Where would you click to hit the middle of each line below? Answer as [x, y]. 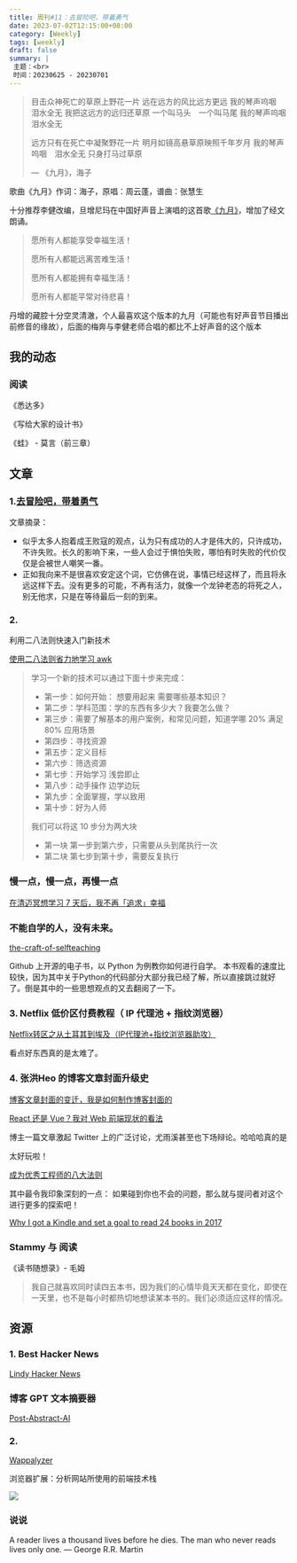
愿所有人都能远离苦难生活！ [82, 259]
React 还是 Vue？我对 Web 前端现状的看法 [86, 1118]
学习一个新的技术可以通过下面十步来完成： [109, 678]
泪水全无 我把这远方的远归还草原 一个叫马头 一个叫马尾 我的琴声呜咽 [158, 113]
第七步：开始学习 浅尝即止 [92, 774]
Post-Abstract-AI [40, 1418]
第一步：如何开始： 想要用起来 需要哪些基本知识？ [136, 697]
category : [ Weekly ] [45, 34]
